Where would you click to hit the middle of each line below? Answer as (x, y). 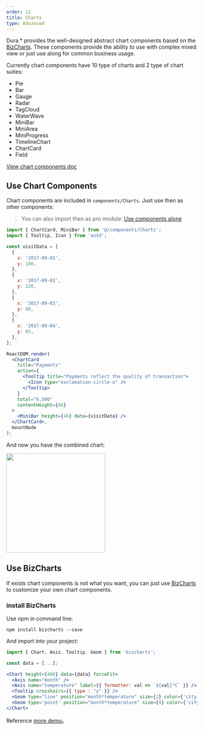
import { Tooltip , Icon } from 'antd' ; (57, 236)
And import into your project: (42, 641)
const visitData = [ (32, 246)
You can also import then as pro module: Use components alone (101, 219)
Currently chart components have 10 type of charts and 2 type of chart (95, 65)
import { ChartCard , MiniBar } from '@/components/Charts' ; (84, 230)
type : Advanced (25, 23)
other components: (30, 207)
